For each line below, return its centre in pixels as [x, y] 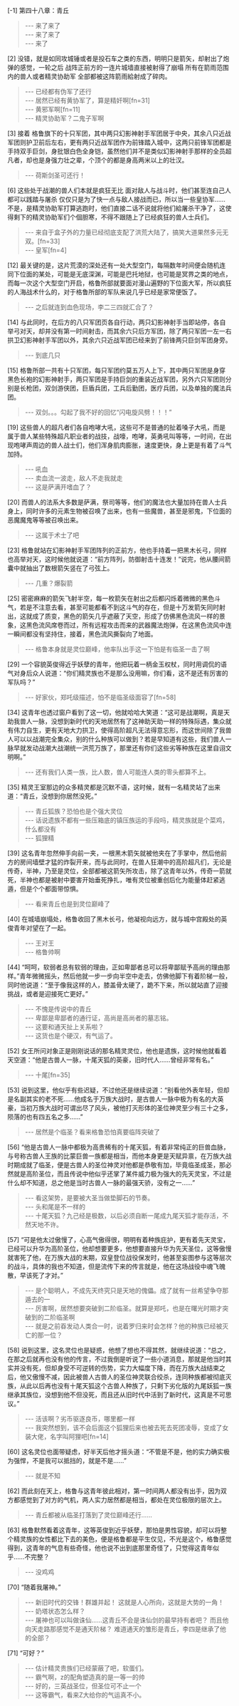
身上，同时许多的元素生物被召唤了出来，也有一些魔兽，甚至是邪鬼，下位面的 [119, 511]
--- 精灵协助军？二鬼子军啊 [64, 118]
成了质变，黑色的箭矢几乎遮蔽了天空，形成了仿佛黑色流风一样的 [125, 616]
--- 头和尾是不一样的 [55, 1207]
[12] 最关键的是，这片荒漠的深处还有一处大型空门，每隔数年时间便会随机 [113, 265]
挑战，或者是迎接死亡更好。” [48, 994]
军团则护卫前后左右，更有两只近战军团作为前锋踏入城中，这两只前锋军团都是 [119, 142]
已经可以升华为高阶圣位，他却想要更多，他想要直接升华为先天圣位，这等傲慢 [119, 1249]
